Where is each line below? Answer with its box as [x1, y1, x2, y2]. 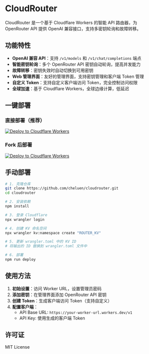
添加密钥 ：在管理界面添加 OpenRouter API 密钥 [12, 292, 107, 298]
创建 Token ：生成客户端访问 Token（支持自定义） [12, 298, 112, 303]
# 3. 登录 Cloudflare [5, 212, 48, 217]
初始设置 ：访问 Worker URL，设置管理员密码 [12, 285, 102, 291]
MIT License [5, 344, 30, 350]
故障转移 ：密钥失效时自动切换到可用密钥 [12, 67, 93, 73]
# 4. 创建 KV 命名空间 [5, 226, 47, 231]
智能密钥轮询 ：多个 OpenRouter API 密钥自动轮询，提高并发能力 [12, 61, 141, 67]
